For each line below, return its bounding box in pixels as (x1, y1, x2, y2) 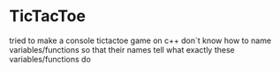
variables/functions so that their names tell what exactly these (9, 44, 236, 54)
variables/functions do (9, 54, 91, 64)
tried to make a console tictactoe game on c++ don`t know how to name (9, 35, 272, 46)
